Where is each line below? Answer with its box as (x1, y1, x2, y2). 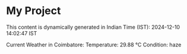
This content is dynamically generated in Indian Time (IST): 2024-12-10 (6, 23, 180, 31)
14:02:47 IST (6, 29, 37, 36)
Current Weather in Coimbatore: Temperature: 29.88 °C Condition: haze (6, 41, 182, 48)
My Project (6, 4, 61, 18)
